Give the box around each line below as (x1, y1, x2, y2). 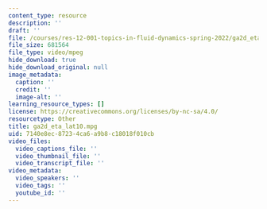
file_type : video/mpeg (8, 48, 83, 56)
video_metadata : (8, 167, 62, 175)
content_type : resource (8, 11, 87, 20)
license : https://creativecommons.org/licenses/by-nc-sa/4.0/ (8, 108, 219, 116)
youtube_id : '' (15, 188, 66, 197)
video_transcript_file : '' (15, 160, 105, 168)
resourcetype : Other (8, 115, 77, 123)
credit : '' (15, 85, 52, 94)
